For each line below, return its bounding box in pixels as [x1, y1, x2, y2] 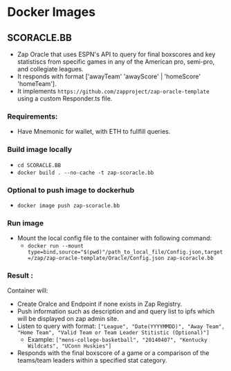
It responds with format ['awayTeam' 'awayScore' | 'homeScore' [17, 72, 201, 80]
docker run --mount [27, 243, 84, 250]
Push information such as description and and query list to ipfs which [17, 307, 215, 316]
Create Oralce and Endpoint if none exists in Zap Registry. [17, 300, 183, 309]
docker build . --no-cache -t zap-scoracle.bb [17, 169, 154, 176]
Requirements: [7, 112, 58, 121]
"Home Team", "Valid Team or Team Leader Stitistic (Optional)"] [17, 329, 210, 336]
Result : [7, 271, 33, 281]
